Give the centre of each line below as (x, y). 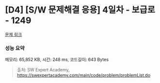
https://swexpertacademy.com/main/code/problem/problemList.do (84, 75)
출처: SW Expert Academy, (43, 70)
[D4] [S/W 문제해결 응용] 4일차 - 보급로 (80, 10)
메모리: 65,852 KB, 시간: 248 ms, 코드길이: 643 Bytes (57, 60)
